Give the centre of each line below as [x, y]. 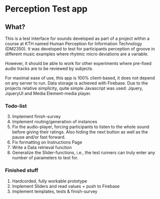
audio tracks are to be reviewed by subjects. [49, 68]
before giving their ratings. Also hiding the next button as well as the [80, 132]
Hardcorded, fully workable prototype [50, 181]
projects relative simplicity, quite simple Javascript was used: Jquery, [74, 88]
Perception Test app [46, 9]
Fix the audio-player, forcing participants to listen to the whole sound [81, 127]
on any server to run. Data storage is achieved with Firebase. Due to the [77, 83]
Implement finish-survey [36, 116]
